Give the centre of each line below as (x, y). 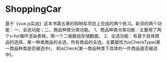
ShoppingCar (33, 9)
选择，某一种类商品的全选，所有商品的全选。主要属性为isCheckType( (85, 42)
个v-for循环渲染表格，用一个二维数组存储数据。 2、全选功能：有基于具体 (80, 36)
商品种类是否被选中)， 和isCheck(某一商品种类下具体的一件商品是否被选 (83, 48)
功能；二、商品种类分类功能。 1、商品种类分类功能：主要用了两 (96, 30)
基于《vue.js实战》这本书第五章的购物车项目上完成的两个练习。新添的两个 (81, 23)
